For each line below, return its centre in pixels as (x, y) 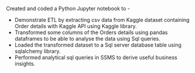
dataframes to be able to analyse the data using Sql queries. (87, 39)
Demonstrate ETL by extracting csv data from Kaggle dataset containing (102, 20)
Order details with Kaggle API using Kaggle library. (75, 26)
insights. (25, 64)
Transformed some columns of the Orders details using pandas (91, 32)
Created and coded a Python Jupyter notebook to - (68, 9)
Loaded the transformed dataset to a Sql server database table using (98, 45)
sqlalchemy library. (37, 51)
